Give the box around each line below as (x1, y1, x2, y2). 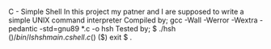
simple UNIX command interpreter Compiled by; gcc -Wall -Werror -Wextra (8, 15, 258, 25)
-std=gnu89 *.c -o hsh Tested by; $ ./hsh (39, 24, 176, 33)
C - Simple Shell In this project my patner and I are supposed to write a (8, 7, 244, 16)
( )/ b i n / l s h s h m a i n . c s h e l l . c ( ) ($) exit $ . (8, 32, 133, 42)
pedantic (8, 24, 38, 33)
